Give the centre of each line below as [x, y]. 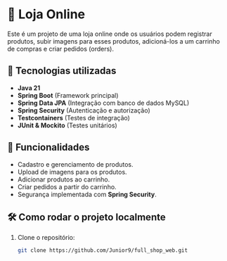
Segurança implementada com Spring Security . [87, 194]
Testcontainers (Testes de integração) [73, 117]
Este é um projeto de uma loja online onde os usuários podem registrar [110, 34]
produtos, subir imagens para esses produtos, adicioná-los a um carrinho [113, 41]
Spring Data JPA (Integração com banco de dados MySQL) [103, 103]
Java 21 [29, 88]
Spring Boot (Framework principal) [68, 95]
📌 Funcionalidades [48, 147]
